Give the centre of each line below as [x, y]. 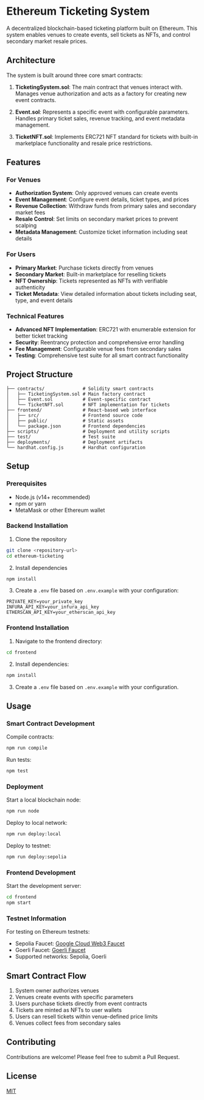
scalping [26, 226]
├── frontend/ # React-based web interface [81, 410]
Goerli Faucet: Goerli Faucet [50, 950]
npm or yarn [30, 503]
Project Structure [40, 375]
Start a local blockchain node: [44, 800]
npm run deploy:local [34, 834]
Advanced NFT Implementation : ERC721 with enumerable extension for [105, 330]
